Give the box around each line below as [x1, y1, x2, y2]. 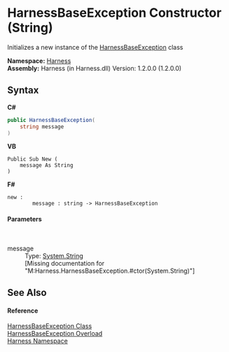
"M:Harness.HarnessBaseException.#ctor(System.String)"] [25, 266, 195, 275]
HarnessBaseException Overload [7, 330, 103, 338]
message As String [20, 162, 74, 169]
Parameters [7, 215, 42, 223]
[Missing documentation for [25, 259, 105, 267]
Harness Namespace [7, 337, 68, 345]
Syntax [7, 84, 39, 96]
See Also [7, 286, 47, 299]
